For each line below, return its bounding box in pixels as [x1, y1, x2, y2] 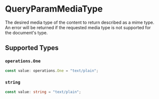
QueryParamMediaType [5, 3, 103, 15]
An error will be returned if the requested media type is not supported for [5, 24, 151, 30]
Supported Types [5, 44, 59, 52]
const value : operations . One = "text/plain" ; [5, 68, 98, 73]
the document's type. [5, 30, 48, 35]
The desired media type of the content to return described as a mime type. [5, 19, 154, 25]
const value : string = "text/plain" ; [5, 89, 81, 94]
